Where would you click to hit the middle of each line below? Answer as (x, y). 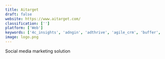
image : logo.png (22, 37)
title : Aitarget (22, 10)
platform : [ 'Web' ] (24, 28)
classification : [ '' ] (27, 23)
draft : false (19, 14)
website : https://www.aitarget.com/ (43, 19)
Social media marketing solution (38, 51)
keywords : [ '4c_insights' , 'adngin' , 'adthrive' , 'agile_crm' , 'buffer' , (83, 32)
